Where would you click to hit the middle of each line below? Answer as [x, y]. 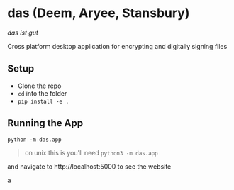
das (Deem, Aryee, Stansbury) [99, 13]
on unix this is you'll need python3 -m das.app [91, 152]
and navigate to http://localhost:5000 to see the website [89, 166]
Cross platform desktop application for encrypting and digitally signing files [117, 46]
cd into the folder [42, 93]
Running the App [45, 123]
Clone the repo [39, 86]
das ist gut [23, 33]
